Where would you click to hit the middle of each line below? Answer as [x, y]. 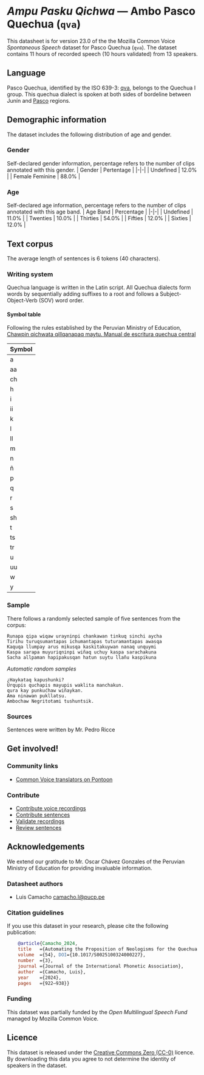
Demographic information [57, 120]
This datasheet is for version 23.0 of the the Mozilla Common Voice [91, 41]
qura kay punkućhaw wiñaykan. [45, 691]
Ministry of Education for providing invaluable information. [80, 868]
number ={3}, [36, 961]
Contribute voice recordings [51, 809]
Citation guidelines [36, 913]
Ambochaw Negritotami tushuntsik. [51, 701]
